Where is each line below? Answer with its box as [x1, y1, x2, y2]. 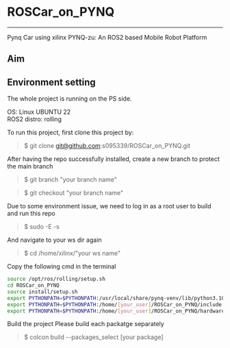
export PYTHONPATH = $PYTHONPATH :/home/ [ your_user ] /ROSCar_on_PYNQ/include [7, 301, 222, 308]
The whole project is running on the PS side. [7, 95, 132, 103]
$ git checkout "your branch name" [23, 189, 124, 197]
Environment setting [7, 76, 96, 88]
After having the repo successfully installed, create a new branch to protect [7, 155, 220, 163]
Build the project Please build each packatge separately [7, 320, 164, 328]
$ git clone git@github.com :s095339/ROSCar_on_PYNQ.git [23, 142, 190, 150]
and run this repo [7, 210, 56, 218]
